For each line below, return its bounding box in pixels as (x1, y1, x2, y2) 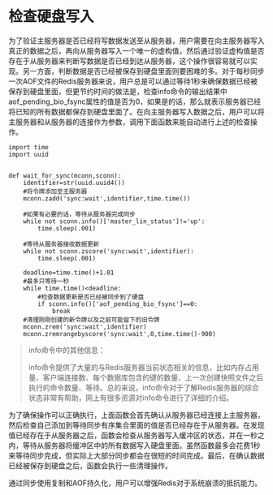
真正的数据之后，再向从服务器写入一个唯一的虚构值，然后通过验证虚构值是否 (8, 45, 265, 55)
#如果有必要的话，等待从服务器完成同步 (23, 210, 136, 218)
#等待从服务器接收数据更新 (23, 240, 100, 248)
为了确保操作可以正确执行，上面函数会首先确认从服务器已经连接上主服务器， (8, 410, 265, 420)
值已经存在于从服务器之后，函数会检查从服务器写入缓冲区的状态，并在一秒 (8, 430, 258, 440)
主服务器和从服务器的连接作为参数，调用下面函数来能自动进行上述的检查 (8, 117, 250, 127)
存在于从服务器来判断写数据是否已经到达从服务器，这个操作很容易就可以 (8, 56, 250, 66)
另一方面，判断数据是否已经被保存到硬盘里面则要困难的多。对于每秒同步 (22, 66, 265, 75)
